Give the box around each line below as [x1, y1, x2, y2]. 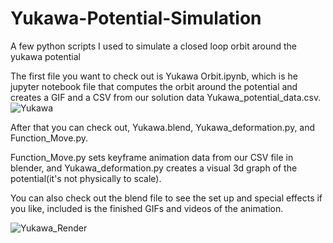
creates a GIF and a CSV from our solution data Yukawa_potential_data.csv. [10, 91, 322, 103]
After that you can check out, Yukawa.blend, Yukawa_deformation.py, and [10, 121, 316, 133]
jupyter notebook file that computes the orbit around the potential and [10, 80, 298, 92]
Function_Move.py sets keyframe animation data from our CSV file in [10, 151, 294, 163]
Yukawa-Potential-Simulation [10, 7, 262, 30]
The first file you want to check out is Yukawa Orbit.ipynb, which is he [10, 70, 298, 82]
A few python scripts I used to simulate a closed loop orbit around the [10, 40, 298, 52]
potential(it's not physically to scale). [10, 172, 162, 184]
